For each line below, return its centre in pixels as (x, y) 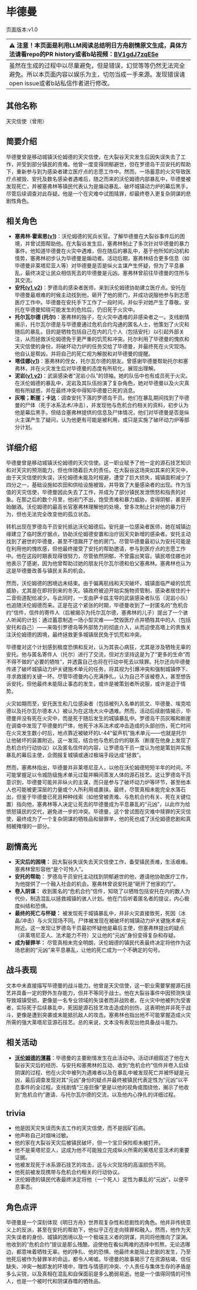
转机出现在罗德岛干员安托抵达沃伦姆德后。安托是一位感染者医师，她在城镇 (96, 527)
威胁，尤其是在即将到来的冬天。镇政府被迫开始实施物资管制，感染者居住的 (96, 590)
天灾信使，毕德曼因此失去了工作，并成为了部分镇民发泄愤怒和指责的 (98, 492)
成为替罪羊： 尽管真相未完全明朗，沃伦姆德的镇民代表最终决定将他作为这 (103, 943)
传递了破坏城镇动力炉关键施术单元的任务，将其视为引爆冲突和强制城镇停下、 (98, 669)
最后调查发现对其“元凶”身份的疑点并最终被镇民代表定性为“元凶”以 (104, 1080)
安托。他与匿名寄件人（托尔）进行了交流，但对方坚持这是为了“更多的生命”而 (98, 654)
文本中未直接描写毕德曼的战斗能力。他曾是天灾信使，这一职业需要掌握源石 (96, 985)
